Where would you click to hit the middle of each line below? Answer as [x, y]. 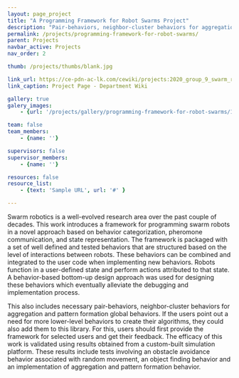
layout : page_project [39, 14]
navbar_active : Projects [44, 47]
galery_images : [30, 105]
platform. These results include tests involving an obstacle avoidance [109, 352]
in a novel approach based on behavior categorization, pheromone [105, 232]
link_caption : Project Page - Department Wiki [78, 86]
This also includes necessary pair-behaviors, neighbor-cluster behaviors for [119, 306]
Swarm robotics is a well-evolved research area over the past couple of [112, 217]
